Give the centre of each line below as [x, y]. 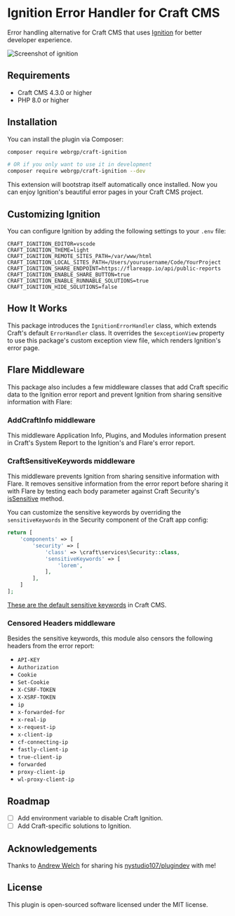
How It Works [38, 308]
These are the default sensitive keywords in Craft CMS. [87, 605]
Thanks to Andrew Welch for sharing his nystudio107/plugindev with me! [112, 865]
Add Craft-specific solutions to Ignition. [74, 826]
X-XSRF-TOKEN [36, 697]
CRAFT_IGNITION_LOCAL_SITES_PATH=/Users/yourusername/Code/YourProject [114, 262]
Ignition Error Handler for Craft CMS [114, 13]
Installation [32, 122]
